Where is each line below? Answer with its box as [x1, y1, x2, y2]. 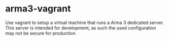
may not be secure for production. [5, 30, 77, 36]
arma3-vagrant [5, 3, 71, 14]
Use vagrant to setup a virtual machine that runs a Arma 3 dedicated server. [5, 19, 164, 25]
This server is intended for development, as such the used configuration [5, 24, 156, 30]
